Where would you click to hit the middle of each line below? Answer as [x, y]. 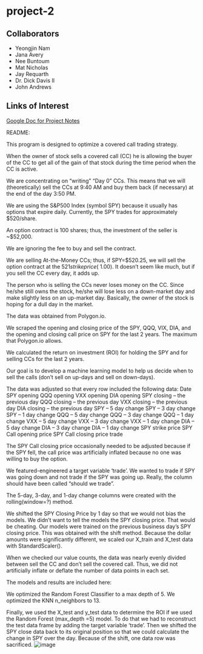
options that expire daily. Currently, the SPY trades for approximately [92, 212]
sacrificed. [20, 644]
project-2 [30, 11]
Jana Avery [29, 55]
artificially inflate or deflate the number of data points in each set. [88, 570]
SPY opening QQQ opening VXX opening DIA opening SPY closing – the [96, 395]
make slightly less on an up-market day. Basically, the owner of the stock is [100, 298]
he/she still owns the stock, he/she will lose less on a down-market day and [101, 291]
